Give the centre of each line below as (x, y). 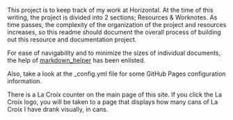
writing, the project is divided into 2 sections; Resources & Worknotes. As (112, 17)
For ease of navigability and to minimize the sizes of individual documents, (114, 53)
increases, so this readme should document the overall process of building (114, 32)
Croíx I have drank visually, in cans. (58, 109)
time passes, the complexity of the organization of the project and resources (117, 25)
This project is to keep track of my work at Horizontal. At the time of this (110, 10)
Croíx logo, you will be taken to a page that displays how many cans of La (112, 102)
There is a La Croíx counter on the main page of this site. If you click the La (115, 94)
